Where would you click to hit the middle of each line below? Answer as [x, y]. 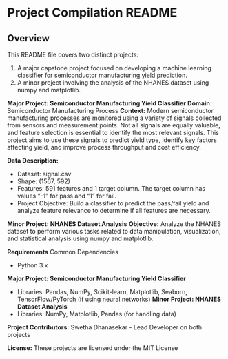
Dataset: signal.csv [44, 174]
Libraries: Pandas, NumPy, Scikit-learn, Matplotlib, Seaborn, [102, 292]
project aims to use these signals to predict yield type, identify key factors [112, 140]
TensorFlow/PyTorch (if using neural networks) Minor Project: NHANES [119, 299]
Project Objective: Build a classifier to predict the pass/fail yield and [113, 203]
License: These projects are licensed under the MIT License [93, 348]
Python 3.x [32, 265]
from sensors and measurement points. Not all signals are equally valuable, [114, 125]
